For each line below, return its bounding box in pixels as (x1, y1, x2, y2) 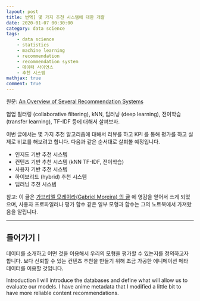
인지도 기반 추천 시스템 (14, 151, 68, 158)
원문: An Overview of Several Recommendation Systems (6, 98, 144, 105)
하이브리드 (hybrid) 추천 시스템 (14, 173, 87, 180)
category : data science (6, 25, 65, 32)
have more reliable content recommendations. (6, 289, 119, 296)
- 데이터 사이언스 (17, 64, 54, 70)
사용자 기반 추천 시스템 (14, 166, 68, 173)
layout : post (6, 8, 39, 15)
